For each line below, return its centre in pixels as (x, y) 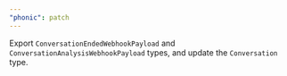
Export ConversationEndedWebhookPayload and (92, 43)
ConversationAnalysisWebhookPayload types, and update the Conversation (143, 52)
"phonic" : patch (39, 17)
